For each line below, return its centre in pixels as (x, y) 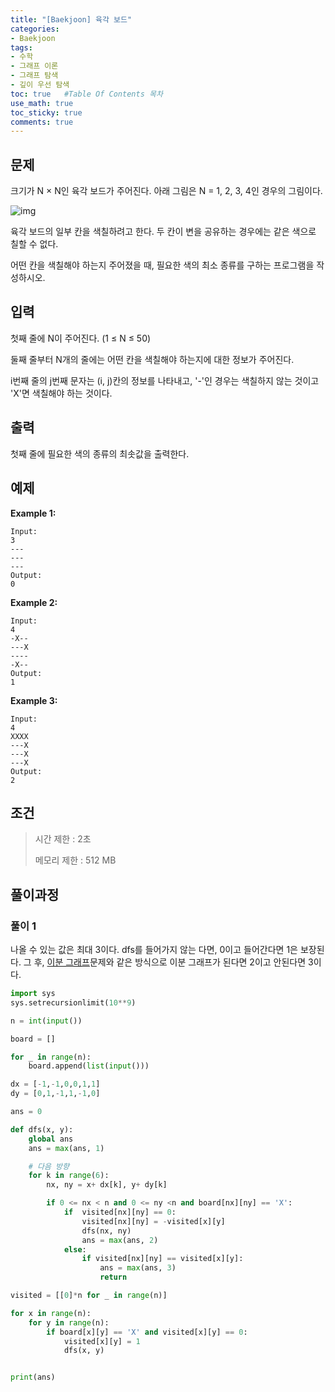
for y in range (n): (69, 1322)
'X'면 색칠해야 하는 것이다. (61, 393)
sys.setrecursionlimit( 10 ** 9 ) (73, 1002)
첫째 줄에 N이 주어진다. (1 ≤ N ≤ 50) (81, 338)
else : (75, 1249)
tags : (21, 47)
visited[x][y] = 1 (102, 1341)
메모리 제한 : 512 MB (75, 860)
